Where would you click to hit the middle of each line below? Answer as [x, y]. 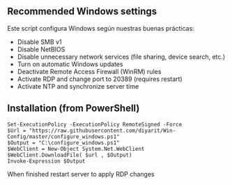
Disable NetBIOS [41, 49]
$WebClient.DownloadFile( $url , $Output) [70, 155]
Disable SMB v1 [39, 42]
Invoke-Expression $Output [46, 161]
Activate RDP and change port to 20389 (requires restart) [100, 79]
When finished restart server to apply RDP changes [81, 174]
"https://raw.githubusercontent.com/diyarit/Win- [102, 131]
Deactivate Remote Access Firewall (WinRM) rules [89, 71]
